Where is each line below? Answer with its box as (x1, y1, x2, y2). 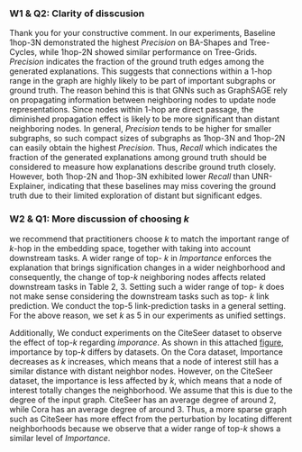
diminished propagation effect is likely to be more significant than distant (9, 113, 280, 124)
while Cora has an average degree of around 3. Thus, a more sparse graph (9, 403, 287, 414)
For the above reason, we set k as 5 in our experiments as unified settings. (9, 310, 286, 321)
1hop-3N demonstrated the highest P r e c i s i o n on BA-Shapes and (9, 37, 248, 48)
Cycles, (9, 47, 38, 58)
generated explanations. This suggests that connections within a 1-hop (9, 66, 272, 77)
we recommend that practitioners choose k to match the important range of (9, 233, 290, 244)
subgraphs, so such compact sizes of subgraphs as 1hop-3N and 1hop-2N (9, 133, 286, 144)
